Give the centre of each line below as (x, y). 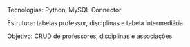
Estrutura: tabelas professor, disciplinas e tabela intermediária (95, 23)
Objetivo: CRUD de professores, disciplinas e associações (90, 36)
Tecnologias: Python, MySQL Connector (64, 10)
